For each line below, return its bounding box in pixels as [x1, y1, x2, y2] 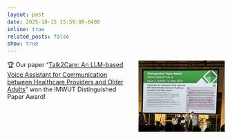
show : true [7, 40, 39, 48]
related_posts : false [7, 33, 70, 40]
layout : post [7, 11, 45, 18]
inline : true [7, 26, 45, 33]
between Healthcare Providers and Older [7, 78, 124, 86]
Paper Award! [7, 93, 46, 101]
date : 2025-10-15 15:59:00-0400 [7, 18, 100, 26]
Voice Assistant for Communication [7, 71, 108, 79]
